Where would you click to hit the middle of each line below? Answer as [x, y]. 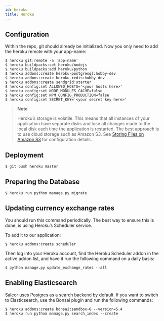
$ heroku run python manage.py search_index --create [62, 313]
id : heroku [16, 10]
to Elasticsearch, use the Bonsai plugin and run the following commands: [79, 300]
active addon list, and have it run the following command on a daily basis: [80, 259]
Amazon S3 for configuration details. [55, 140]
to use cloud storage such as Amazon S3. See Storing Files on [81, 134]
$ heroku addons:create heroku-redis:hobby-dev [55, 78]
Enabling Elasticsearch [41, 283]
